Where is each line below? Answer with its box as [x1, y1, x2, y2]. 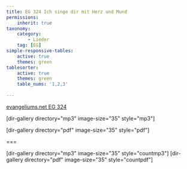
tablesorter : [6, 64, 39, 71]
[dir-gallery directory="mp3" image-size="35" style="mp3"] [6, 114, 155, 122]
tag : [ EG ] [17, 43, 42, 49]
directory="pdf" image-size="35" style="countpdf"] [24, 156, 153, 163]
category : [17, 31, 42, 37]
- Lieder [28, 37, 50, 43]
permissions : [6, 14, 39, 20]
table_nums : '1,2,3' [17, 82, 68, 87]
